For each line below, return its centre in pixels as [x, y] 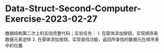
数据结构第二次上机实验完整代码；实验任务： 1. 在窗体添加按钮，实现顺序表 [82, 33]
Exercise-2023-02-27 [51, 19]
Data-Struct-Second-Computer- [73, 9]
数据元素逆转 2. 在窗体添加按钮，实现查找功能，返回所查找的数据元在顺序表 [82, 39]
